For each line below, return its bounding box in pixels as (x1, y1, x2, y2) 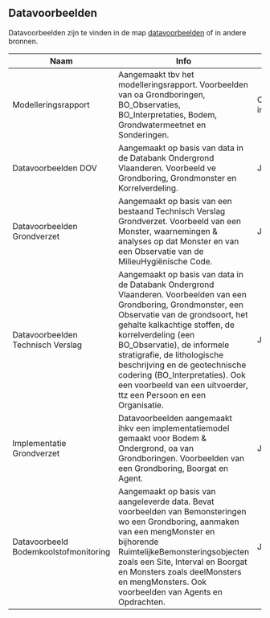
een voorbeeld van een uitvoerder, (117, 379, 249, 391)
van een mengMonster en (117, 526, 215, 537)
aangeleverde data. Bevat (117, 496, 215, 507)
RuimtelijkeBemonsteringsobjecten (117, 546, 250, 557)
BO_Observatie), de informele (117, 339, 230, 350)
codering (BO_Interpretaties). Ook (117, 369, 247, 380)
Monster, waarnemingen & (117, 225, 219, 236)
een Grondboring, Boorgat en (117, 462, 229, 473)
